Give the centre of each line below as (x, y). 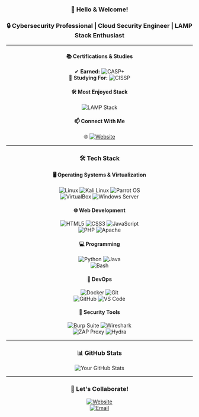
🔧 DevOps (99, 279)
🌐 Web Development (99, 210)
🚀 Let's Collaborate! (99, 389)
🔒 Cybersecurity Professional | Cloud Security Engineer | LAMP (99, 25)
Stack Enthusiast (99, 35)
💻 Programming (99, 244)
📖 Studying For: (89, 78)
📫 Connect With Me (99, 121)
